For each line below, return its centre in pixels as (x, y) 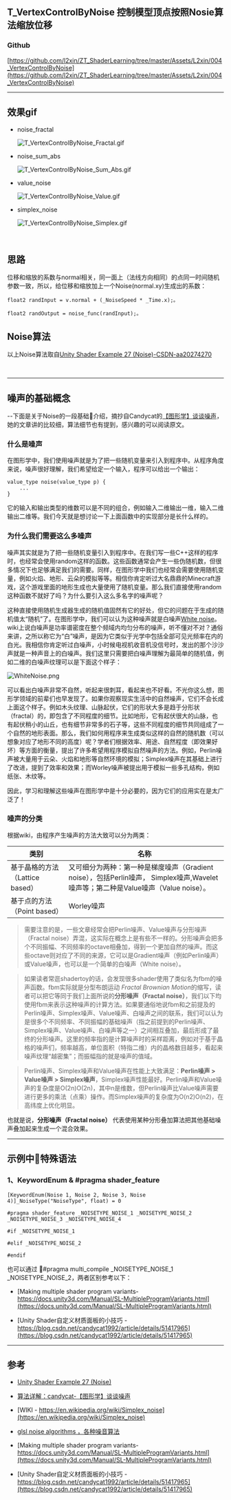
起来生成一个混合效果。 (58, 1128)
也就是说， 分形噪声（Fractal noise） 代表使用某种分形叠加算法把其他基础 (111, 1119)
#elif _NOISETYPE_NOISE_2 (44, 1243)
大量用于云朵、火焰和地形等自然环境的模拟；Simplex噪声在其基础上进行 (121, 759)
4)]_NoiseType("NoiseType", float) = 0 (64, 1201)
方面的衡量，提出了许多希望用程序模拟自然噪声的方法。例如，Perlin (121, 750)
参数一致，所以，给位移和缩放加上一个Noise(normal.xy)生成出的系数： (107, 286)
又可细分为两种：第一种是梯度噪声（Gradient (141, 867)
